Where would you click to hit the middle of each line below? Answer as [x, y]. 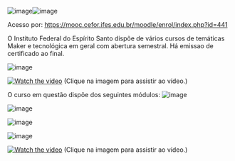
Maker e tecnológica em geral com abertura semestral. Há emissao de [110, 46]
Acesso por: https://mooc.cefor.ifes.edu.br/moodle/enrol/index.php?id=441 [117, 24]
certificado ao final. [36, 54]
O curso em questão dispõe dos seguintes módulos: [84, 95]
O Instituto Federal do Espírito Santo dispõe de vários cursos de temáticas [116, 38]
